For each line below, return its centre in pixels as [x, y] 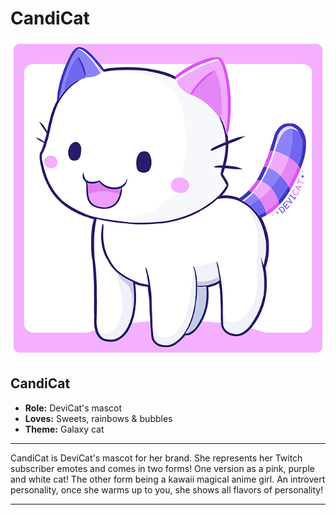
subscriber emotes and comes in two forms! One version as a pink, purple [162, 468]
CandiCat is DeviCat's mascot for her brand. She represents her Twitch [156, 458]
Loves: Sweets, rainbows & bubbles [98, 418]
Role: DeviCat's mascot [73, 408]
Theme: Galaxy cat [64, 429]
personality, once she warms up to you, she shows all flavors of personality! [167, 489]
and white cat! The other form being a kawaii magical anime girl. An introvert [168, 479]
